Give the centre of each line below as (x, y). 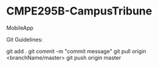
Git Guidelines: (25, 39)
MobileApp (20, 28)
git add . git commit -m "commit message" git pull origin (77, 51)
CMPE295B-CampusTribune (79, 11)
